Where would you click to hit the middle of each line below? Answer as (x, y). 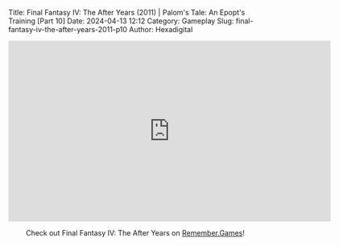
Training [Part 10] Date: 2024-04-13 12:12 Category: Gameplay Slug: (121, 21)
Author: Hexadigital (161, 29)
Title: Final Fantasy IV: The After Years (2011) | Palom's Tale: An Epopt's (127, 12)
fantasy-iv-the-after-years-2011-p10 (68, 29)
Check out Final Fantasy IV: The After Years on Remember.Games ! (135, 233)
